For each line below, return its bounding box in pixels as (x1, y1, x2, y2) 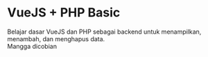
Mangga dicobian (7, 42, 58, 50)
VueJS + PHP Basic (7, 5, 121, 21)
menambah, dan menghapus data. (7, 34, 105, 43)
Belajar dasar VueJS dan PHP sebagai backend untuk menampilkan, (7, 27, 202, 36)
